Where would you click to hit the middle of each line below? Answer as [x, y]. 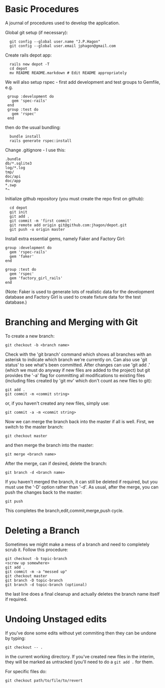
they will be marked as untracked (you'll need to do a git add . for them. [80, 662]
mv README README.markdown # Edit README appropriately [68, 73]
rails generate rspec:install [41, 141]
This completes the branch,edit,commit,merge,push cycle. [64, 510]
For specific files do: [26, 671]
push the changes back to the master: [44, 492]
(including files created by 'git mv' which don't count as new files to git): [79, 380]
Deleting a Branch [42, 531]
